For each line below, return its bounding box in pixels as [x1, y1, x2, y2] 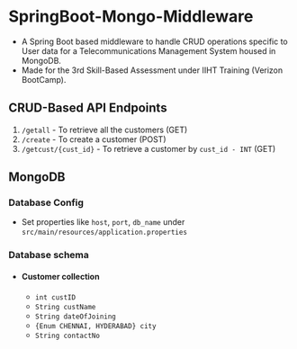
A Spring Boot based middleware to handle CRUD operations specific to [21, 36, 289, 47]
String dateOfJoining [34, 312, 116, 321]
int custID [34, 292, 76, 302]
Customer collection [21, 271, 100, 282]
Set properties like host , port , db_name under [21, 217, 185, 228]
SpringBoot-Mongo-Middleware [8, 6, 254, 27]
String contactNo [34, 331, 101, 340]
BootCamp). [21, 74, 67, 85]
